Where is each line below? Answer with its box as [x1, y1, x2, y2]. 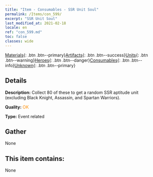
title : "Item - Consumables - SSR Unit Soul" [5, 7, 99, 12]
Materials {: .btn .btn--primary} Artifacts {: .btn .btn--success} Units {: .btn [5, 52, 148, 58]
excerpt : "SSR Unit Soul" [5, 16, 57, 21]
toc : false [5, 35, 27, 39]
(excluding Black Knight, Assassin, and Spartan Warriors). [5, 94, 120, 100]
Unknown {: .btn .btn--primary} [14, 62, 76, 68]
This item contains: [5, 154, 65, 163]
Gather [5, 127, 27, 136]
